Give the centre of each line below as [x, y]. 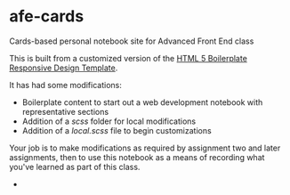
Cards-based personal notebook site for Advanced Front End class [132, 41]
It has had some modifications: [65, 85]
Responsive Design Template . [64, 68]
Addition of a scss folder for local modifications [109, 121]
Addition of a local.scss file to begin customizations [117, 130]
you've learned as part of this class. [75, 167]
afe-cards [47, 16]
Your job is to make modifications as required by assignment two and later [145, 148]
